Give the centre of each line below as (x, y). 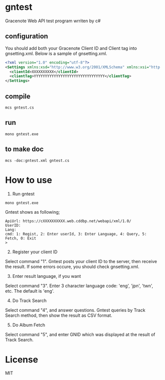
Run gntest (23, 193)
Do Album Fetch (29, 325)
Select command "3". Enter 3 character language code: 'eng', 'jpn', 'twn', (79, 286)
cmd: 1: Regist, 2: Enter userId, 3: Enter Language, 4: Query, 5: (76, 234)
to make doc (24, 149)
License (22, 360)
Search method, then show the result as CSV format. (59, 315)
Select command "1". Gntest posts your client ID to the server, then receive (81, 261)
